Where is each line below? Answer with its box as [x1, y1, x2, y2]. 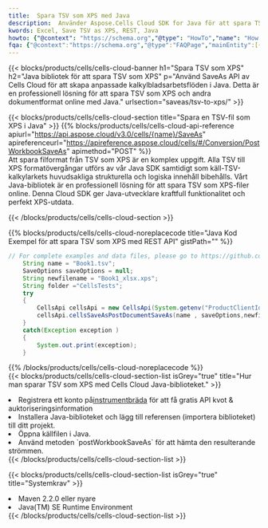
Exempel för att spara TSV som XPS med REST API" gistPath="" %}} [8, 237, 234, 246]
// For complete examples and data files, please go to [8, 252, 198, 260]
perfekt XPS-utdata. [8, 197, 74, 207]
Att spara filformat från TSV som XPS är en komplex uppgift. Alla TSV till [8, 155, 246, 164]
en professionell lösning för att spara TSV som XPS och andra [8, 89, 211, 98]
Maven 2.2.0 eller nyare [18, 494, 97, 503]
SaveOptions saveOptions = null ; [22, 266, 134, 275]
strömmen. [8, 446, 44, 455]
